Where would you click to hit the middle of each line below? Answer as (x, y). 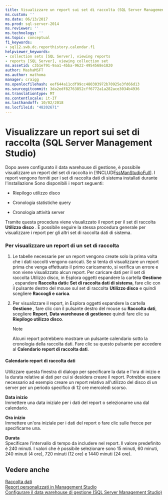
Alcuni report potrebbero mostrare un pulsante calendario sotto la (80, 338)
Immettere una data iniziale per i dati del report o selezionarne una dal (77, 402)
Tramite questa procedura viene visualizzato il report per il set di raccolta (80, 222)
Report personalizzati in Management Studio (51, 487)
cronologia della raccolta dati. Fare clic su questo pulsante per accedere (87, 344)
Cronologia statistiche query (41, 202)
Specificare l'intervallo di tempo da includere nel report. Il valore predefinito (83, 443)
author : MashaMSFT (24, 70)
